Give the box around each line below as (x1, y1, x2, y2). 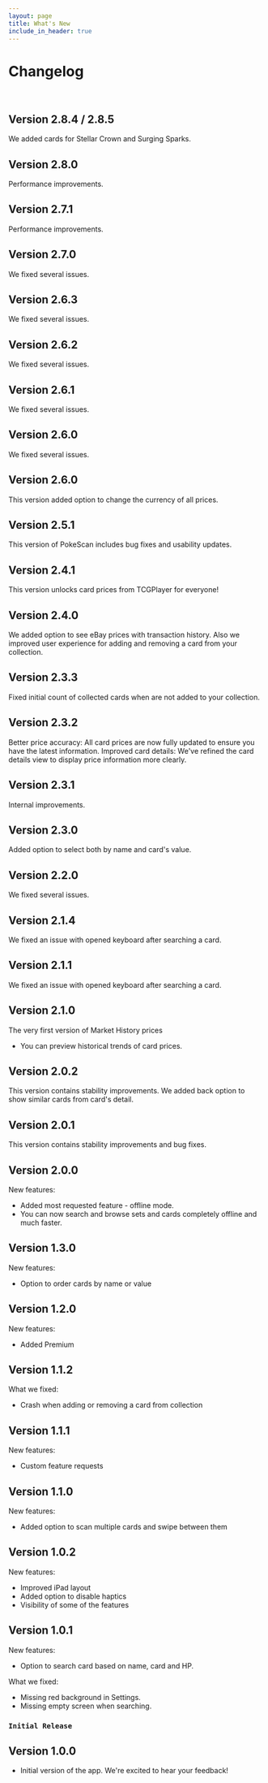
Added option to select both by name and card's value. (8, 845, 192, 855)
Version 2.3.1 (8, 778, 75, 792)
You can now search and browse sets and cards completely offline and (19, 1210, 257, 1218)
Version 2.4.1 (8, 563, 75, 577)
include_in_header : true (8, 27, 92, 35)
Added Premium (19, 1339, 74, 1349)
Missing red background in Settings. (19, 1692, 142, 1702)
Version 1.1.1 (8, 1423, 70, 1438)
